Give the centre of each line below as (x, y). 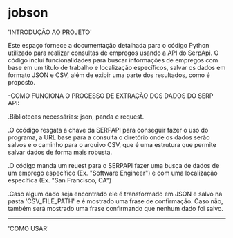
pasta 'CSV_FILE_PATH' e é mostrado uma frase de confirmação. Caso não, (115, 201)
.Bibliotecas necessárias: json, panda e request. (76, 117)
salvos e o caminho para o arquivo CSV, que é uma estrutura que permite (112, 144)
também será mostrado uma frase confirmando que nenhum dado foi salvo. (116, 208)
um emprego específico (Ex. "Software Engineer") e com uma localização (113, 173)
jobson (28, 13)
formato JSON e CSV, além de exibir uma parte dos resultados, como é (109, 75)
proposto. (22, 82)
